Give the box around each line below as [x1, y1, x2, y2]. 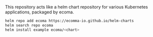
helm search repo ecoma [5, 23, 54, 28]
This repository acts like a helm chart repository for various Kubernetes [5, 4, 148, 10]
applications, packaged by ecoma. [5, 9, 74, 15]
